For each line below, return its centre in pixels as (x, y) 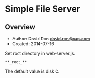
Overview (20, 27)
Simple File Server (43, 9)
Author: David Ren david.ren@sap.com (51, 39)
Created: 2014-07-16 (33, 44)
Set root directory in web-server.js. (40, 53)
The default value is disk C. (32, 71)
